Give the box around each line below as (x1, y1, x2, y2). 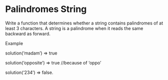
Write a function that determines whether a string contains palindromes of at (5, 20, 163, 26)
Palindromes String (5, 3, 87, 15)
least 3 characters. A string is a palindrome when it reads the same (5, 25, 143, 31)
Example (5, 40, 24, 46)
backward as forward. (5, 30, 51, 36)
